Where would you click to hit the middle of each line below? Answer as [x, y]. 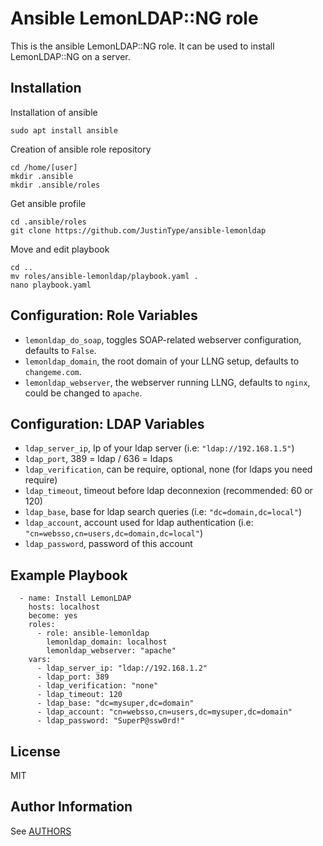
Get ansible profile [48, 203]
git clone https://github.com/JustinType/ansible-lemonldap [138, 230]
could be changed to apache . [83, 393]
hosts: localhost [64, 607]
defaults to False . [60, 350]
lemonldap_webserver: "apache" [111, 651]
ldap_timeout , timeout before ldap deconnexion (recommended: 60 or [168, 491]
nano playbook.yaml [51, 285]
